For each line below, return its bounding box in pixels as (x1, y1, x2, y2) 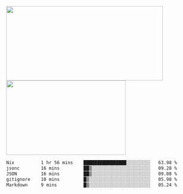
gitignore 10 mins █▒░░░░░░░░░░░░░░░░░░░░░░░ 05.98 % (6, 176, 178, 182)
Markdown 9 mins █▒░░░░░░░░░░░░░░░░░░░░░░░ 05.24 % (6, 182, 178, 188)
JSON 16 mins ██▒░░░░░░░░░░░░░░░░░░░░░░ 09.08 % (6, 171, 178, 177)
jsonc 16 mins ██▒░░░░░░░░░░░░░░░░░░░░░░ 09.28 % (6, 165, 178, 171)
